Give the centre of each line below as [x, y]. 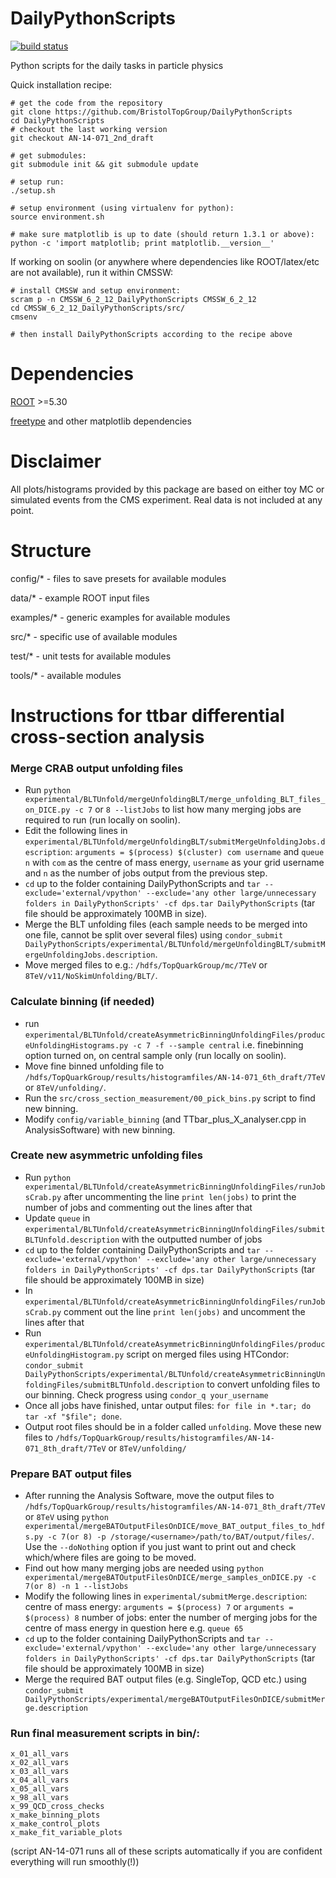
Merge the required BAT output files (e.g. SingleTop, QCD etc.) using [165, 1679]
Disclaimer [56, 461]
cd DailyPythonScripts [57, 120]
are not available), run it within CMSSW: [92, 272]
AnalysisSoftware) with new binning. [100, 1129]
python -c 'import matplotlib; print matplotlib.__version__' [142, 243]
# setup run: [37, 182]
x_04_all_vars [40, 1780]
